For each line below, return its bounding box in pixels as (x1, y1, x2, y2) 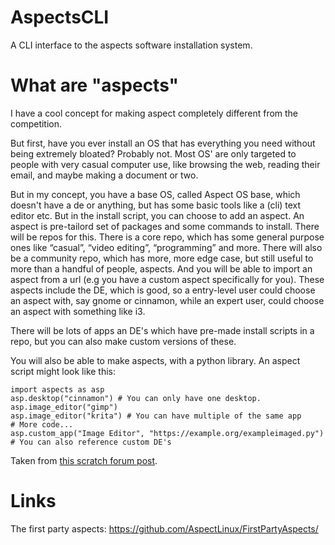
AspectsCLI (10, 6, 110, 29)
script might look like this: (10, 365, 117, 377)
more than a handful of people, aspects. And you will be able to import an (10, 262, 313, 275)
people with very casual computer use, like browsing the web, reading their (10, 158, 321, 170)
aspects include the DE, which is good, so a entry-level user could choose (10, 284, 316, 296)
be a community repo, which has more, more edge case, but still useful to (10, 252, 314, 264)
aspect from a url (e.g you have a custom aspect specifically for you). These (10, 273, 325, 285)
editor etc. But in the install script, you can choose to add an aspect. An (10, 209, 305, 221)
